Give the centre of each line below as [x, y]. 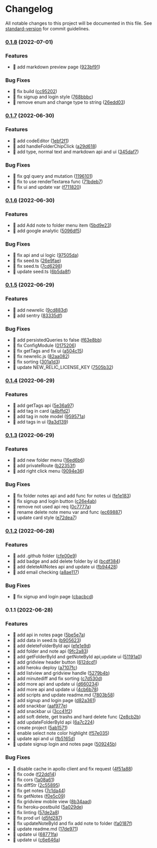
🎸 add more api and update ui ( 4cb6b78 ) [55, 690]
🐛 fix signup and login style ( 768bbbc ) [53, 97]
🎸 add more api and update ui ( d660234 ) [56, 684]
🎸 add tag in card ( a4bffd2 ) [41, 411]
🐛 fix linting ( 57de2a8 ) [36, 812]
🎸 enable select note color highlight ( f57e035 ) [61, 733]
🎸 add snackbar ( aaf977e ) [40, 706]
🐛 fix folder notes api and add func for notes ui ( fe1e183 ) [72, 495]
